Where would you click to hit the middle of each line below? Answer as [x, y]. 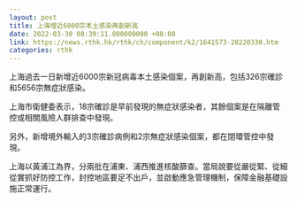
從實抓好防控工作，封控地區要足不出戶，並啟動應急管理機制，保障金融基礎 [145, 177]
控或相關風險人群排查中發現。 [63, 118]
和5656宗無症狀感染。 [49, 88]
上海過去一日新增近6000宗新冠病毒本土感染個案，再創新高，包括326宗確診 [146, 77]
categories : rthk [41, 50]
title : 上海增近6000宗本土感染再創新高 [74, 26]
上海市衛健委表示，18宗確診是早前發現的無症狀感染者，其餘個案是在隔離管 [145, 106]
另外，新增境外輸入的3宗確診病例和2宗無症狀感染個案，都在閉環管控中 [138, 136]
